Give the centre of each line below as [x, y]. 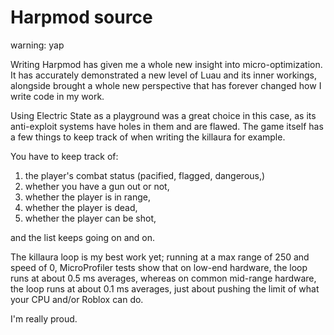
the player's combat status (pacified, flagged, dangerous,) [145, 175]
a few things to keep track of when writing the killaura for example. [148, 137]
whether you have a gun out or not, [97, 186]
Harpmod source [81, 17]
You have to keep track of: [64, 156]
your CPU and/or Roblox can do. [77, 299]
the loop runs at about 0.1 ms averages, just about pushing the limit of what [165, 288]
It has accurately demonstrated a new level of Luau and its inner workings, [164, 75]
